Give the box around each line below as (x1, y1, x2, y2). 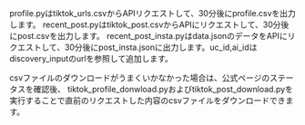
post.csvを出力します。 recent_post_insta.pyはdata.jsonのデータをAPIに (16, 31, 289, 41)
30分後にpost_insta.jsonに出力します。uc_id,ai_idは (64, 42, 258, 53)
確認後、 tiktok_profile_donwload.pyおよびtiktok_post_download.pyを (33, 84, 294, 94)
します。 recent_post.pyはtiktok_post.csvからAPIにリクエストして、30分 (9, 19, 281, 30)
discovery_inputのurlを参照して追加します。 (9, 53, 173, 63)
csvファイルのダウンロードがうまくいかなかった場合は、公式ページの (9, 72, 270, 83)
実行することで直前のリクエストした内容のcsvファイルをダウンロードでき (9, 95, 286, 106)
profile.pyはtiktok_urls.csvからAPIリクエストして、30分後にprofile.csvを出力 (9, 8, 296, 18)
